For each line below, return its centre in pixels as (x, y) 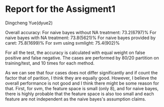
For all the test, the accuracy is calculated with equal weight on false (75, 53)
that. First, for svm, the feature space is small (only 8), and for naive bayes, (82, 88)
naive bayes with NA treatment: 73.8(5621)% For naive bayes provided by (80, 38)
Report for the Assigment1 (60, 9)
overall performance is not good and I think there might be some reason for (82, 83)
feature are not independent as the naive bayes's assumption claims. (76, 99)
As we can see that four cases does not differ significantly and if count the (82, 72)
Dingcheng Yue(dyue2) (29, 23)
